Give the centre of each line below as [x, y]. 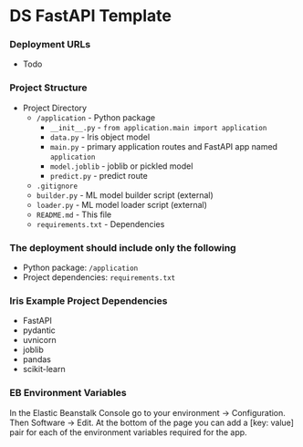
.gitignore [57, 186]
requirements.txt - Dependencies [100, 223]
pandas [37, 359]
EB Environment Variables [68, 393]
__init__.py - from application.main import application [158, 127]
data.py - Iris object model [100, 137]
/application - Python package [96, 117]
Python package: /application [80, 268]
